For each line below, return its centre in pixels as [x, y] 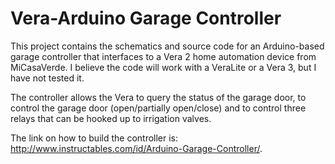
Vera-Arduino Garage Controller [146, 18]
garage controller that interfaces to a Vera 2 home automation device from [163, 56]
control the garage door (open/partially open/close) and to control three [158, 108]
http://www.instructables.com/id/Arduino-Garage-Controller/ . [136, 148]
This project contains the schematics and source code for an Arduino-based [167, 46]
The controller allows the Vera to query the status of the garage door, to [158, 97]
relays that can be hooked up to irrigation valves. [111, 118]
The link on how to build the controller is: [94, 138]
